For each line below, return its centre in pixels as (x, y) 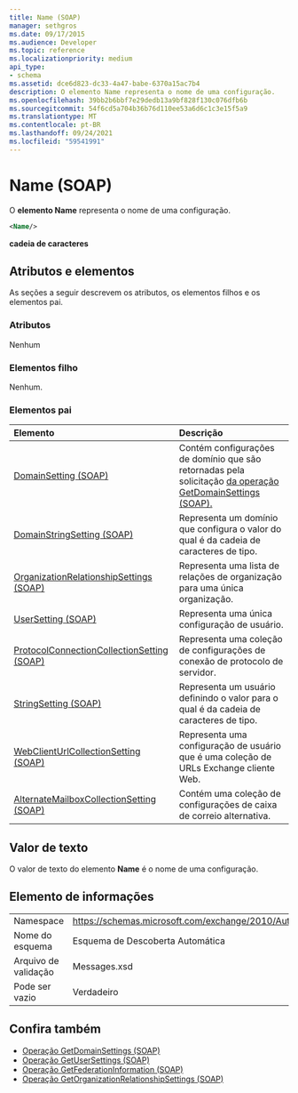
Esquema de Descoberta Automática (149, 941)
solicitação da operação (229, 481)
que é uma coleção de (225, 757)
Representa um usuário (227, 687)
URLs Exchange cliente (227, 768)
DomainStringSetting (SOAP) (74, 534)
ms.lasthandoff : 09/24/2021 (61, 133)
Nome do (33, 935)
